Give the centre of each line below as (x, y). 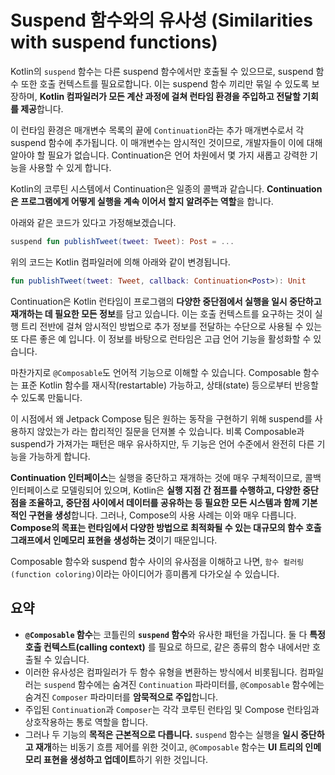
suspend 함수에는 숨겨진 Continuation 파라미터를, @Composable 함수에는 (184, 684)
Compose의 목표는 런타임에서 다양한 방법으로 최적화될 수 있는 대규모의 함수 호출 (166, 527)
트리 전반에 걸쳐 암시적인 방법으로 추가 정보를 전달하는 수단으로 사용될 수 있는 (171, 326)
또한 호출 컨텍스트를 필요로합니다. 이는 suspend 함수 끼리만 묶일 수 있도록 (165, 83)
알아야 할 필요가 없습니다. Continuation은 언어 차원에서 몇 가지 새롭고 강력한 (159, 155)
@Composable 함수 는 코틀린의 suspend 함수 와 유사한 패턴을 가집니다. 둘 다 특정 (175, 634)
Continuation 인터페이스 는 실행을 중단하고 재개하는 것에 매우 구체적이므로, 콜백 (166, 477)
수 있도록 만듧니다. (46, 397)
